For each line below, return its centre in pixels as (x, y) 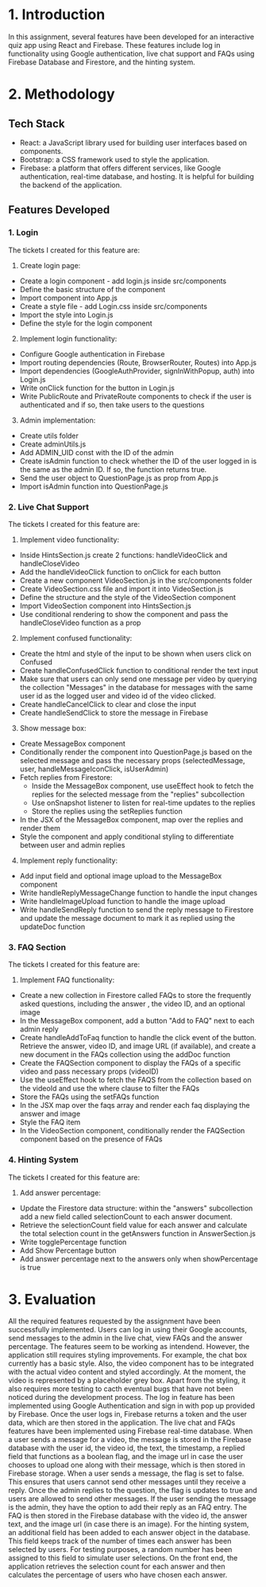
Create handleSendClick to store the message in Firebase (114, 712)
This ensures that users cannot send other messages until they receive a (127, 1482)
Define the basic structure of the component (93, 289)
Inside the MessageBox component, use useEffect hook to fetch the (143, 786)
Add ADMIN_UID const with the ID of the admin (97, 452)
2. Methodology (62, 94)
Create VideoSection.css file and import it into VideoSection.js (121, 589)
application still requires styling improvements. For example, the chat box (128, 1355)
